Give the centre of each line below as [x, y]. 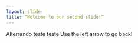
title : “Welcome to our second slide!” [55, 17]
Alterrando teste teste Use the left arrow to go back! [69, 34]
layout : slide [24, 11]
